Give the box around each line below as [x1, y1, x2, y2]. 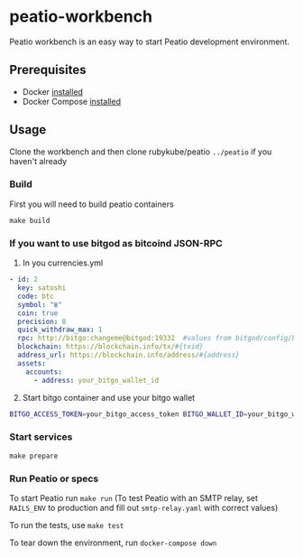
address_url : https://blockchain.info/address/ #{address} [17, 350, 241, 360]
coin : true [17, 309, 59, 318]
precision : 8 [17, 317, 67, 326]
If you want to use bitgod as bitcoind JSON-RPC [9, 237, 223, 249]
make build [9, 216, 50, 225]
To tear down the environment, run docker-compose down [9, 537, 217, 548]
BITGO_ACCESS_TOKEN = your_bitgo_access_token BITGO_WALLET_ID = [9, 409, 248, 419]
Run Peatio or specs [9, 472, 99, 485]
